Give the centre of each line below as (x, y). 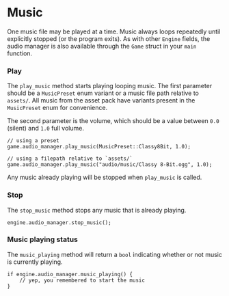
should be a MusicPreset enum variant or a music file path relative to (103, 93)
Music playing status (43, 239)
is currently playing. (35, 262)
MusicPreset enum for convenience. (57, 108)
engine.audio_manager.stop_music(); (59, 223)
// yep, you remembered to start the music (82, 280)
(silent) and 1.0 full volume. (45, 129)
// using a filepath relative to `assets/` (70, 159)
